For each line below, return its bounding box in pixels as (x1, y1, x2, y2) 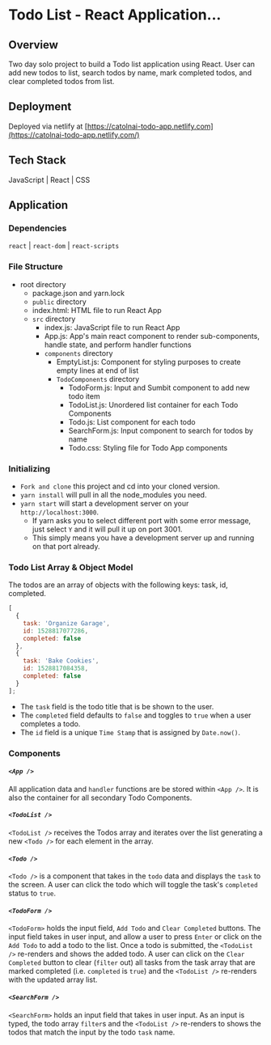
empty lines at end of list (56, 366, 139, 375)
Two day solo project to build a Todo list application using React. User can (8, 59, 256, 69)
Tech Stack (8, 154, 66, 167)
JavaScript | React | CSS (8, 175, 91, 184)
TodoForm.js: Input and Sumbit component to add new (68, 383, 251, 392)
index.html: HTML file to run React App (32, 305, 162, 315)
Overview (8, 38, 59, 52)
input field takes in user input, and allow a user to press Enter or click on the (8, 932, 263, 941)
